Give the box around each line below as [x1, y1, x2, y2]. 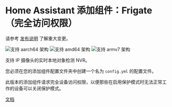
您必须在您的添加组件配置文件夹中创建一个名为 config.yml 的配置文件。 [5, 68, 157, 74]
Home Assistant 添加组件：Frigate [5, 5, 153, 16]
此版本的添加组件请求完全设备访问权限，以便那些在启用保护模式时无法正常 [5, 79, 162, 85]
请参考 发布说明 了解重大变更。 [5, 35, 71, 41]
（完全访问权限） [5, 17, 78, 29]
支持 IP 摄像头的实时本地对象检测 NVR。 [5, 57, 90, 63]
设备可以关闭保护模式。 [14, 85, 64, 91]
